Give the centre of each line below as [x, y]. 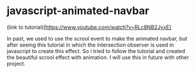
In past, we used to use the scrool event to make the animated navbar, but [97, 38]
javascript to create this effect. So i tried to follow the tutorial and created [96, 51]
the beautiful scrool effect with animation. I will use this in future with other [98, 57]
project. [16, 64]
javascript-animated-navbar [78, 11]
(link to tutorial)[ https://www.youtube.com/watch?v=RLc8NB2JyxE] [89, 27]
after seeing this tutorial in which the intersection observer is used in [90, 45]
